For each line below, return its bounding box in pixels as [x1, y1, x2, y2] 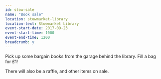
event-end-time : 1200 [5, 35, 50, 40]
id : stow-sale [5, 7, 35, 12]
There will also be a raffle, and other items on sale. [5, 68, 109, 74]
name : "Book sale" [5, 12, 43, 17]
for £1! [5, 58, 18, 65]
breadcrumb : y [5, 40, 35, 45]
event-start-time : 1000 [5, 30, 55, 35]
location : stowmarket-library [5, 16, 68, 21]
